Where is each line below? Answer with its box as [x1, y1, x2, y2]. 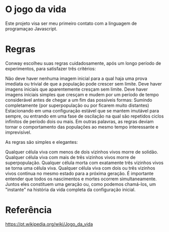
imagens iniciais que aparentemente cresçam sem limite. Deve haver [5, 86, 148, 92]
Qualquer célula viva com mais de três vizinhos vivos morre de [5, 154, 136, 160]
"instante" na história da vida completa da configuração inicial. [5, 186, 136, 192]
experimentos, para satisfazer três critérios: [5, 65, 96, 71]
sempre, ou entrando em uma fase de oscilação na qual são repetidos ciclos [5, 113, 164, 119]
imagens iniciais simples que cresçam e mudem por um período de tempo [5, 91, 159, 97]
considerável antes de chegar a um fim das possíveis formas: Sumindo [5, 97, 152, 103]
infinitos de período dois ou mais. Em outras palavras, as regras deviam [5, 118, 154, 125]
